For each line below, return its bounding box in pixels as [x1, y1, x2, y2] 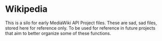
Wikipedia [5, 3, 48, 15]
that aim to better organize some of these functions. [5, 30, 111, 36]
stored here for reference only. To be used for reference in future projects [5, 25, 156, 31]
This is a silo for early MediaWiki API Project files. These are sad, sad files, [5, 20, 157, 26]
